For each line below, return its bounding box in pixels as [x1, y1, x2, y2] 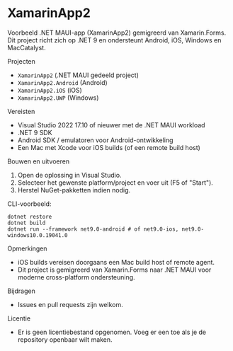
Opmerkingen [7, 244, 47, 253]
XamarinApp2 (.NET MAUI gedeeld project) [17, 71, 140, 79]
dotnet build [7, 219, 46, 226]
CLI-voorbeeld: [7, 200, 52, 208]
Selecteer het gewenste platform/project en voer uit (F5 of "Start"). [17, 178, 214, 187]
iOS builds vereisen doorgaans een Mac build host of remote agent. [17, 258, 215, 266]
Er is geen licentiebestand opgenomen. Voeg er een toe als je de [17, 328, 207, 336]
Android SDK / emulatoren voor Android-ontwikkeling [17, 136, 174, 144]
